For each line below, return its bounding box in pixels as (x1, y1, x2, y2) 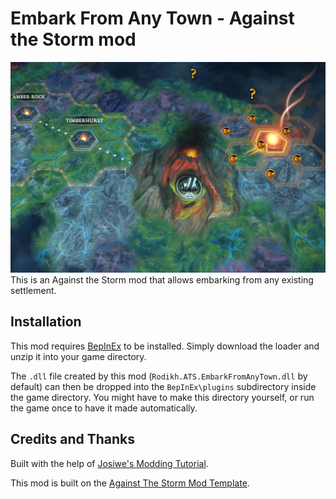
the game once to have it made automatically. (10, 402, 198, 414)
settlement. (10, 285, 57, 297)
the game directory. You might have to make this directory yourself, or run (10, 391, 315, 403)
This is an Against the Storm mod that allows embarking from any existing (10, 274, 314, 286)
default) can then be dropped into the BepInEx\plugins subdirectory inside (10, 380, 317, 392)
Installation (10, 313, 82, 331)
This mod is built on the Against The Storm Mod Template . (10, 477, 250, 489)
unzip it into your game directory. (10, 350, 147, 362)
